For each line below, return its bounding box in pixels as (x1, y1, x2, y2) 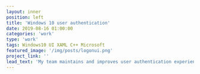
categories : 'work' (6, 31, 55, 37)
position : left (6, 14, 44, 20)
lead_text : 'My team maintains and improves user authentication (6, 58, 171, 64)
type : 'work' (6, 36, 39, 42)
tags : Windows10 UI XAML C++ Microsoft (6, 42, 105, 48)
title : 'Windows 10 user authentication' (6, 20, 111, 26)
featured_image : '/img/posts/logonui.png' (6, 48, 113, 54)
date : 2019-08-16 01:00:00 (6, 25, 73, 32)
